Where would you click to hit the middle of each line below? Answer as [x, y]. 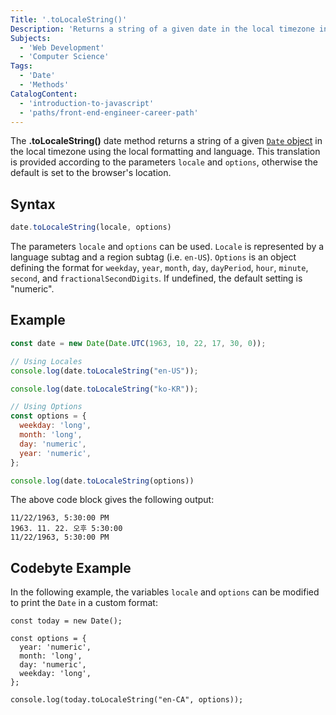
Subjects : [31, 38]
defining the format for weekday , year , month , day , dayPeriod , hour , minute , [159, 268]
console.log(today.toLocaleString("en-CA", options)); [127, 700]
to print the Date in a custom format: [84, 603]
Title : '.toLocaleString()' [69, 19]
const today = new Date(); [66, 621]
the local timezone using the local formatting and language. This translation [165, 152]
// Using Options [46, 407]
